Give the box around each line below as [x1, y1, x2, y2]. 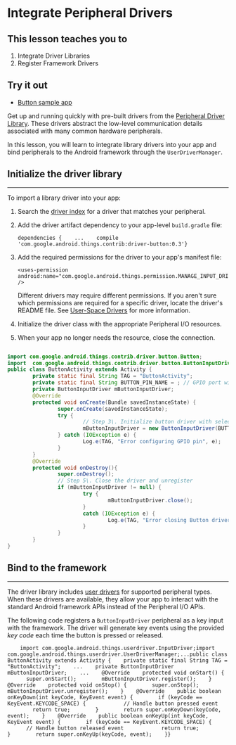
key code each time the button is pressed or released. [7, 631, 164, 639]
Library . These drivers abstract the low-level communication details [7, 119, 203, 127]
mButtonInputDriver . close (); [107, 497, 193, 504]
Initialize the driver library [7, 168, 123, 180]
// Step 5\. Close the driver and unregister [57, 477, 193, 485]
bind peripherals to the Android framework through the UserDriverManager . [7, 148, 223, 156]
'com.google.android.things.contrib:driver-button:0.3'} [17, 241, 188, 248]
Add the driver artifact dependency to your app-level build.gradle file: [17, 220, 223, 229]
